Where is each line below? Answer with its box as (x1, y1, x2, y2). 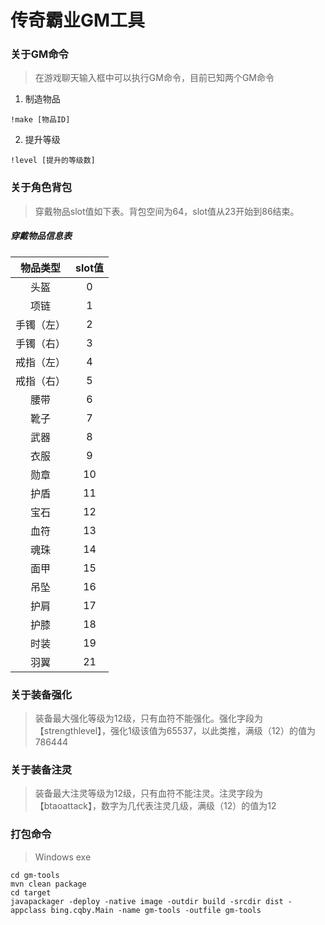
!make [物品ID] (10, 115, 71, 125)
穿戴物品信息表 (10, 230, 72, 242)
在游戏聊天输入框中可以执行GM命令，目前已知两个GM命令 (34, 72, 275, 84)
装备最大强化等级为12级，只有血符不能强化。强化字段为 (34, 712, 264, 725)
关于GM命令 (10, 47, 69, 61)
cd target (10, 887, 52, 898)
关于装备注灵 (10, 762, 73, 776)
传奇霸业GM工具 (10, 9, 146, 32)
